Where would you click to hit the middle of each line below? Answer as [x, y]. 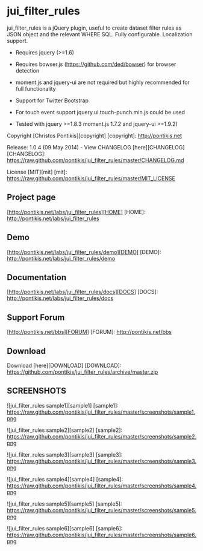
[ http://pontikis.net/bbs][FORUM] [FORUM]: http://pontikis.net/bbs [89, 332]
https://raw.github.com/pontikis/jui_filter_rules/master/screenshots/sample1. [101, 412]
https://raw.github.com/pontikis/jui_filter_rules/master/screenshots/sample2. [102, 436]
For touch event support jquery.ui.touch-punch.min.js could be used [100, 112]
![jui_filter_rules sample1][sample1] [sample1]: [63, 405]
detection [27, 70]
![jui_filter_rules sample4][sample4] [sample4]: [65, 479]
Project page [31, 197]
